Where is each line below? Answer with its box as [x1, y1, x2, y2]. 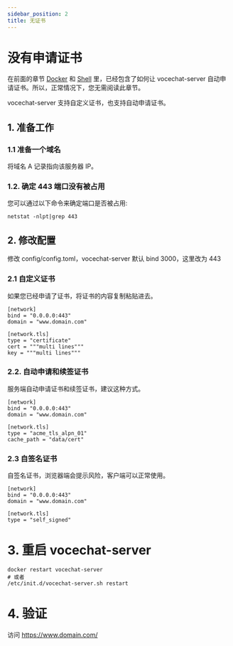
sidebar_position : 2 [7, 10, 69, 18]
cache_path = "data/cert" [7, 436, 84, 443]
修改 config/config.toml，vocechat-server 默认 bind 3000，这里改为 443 [7, 254, 222, 263]
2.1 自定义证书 [7, 274, 55, 284]
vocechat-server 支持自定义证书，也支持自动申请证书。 [7, 99, 170, 107]
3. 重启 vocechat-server [7, 542, 151, 559]
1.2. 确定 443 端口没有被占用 [7, 182, 105, 192]
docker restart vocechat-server [7, 566, 103, 574]
